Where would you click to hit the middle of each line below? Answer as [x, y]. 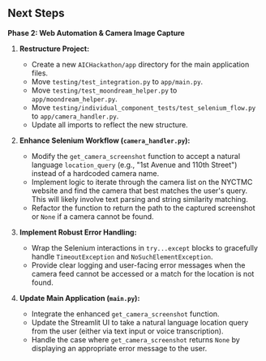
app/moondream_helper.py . [75, 99]
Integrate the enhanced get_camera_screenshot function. [125, 314]
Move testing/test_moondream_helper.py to [104, 90]
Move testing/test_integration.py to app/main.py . [117, 81]
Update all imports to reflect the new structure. [109, 124]
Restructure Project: [54, 49]
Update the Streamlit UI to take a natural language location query [140, 322]
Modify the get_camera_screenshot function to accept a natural [136, 156]
